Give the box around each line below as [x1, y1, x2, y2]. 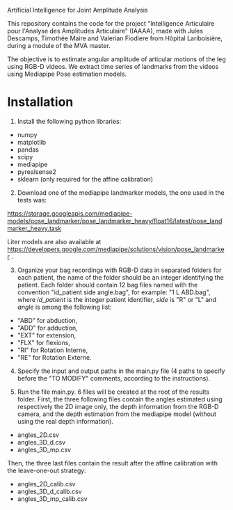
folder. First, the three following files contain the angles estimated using [17, 395, 223, 403]
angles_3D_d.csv [17, 438, 66, 446]
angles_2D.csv [17, 431, 60, 439]
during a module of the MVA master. [7, 42, 111, 49]
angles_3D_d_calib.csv [17, 487, 82, 495]
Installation [7, 94, 74, 110]
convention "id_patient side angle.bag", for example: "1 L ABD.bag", [17, 288, 211, 296]
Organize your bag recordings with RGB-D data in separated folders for [17, 266, 222, 274]
